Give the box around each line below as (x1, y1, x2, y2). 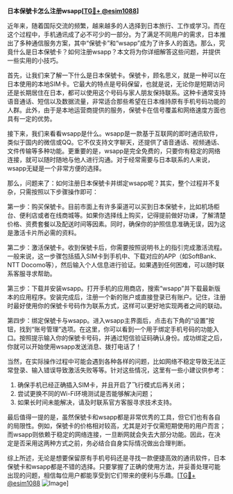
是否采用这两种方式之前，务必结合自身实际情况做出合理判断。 (12, 439, 189, 447)
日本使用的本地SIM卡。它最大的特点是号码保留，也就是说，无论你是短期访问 (7, 80, 225, 88)
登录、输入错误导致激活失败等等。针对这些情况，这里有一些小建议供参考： (12, 366, 226, 374)
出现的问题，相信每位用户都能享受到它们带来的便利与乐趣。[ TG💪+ (7, 471, 196, 479)
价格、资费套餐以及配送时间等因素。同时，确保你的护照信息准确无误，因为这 (7, 220, 226, 228)
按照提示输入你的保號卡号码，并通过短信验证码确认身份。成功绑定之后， (19, 334, 226, 342)
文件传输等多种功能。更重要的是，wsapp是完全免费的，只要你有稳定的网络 (7, 147, 221, 155)
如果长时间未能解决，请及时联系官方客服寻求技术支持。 (17, 398, 175, 406)
